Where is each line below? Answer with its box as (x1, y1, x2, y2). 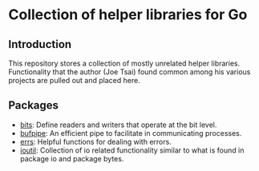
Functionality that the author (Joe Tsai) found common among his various (8, 67, 251, 77)
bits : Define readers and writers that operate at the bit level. (19, 120, 217, 129)
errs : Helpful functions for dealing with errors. (19, 137, 172, 146)
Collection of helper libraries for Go (8, 6, 248, 24)
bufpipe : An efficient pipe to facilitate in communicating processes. (19, 128, 242, 137)
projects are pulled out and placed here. (8, 76, 140, 85)
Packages (8, 98, 59, 113)
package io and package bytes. (19, 153, 124, 163)
